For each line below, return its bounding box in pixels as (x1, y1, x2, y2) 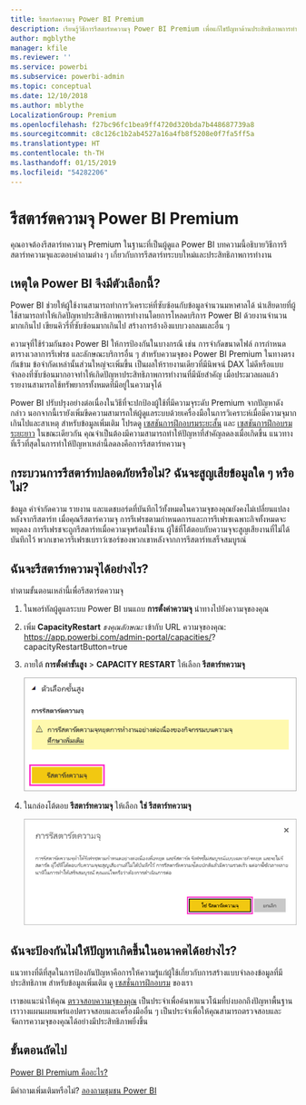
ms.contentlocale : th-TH (10, 149, 104, 158)
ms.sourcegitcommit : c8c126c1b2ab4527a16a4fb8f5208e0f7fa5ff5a (10, 130, 255, 139)
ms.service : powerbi (10, 63, 89, 72)
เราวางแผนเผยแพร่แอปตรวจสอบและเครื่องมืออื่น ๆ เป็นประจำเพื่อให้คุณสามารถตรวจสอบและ (10, 1006, 282, 1017)
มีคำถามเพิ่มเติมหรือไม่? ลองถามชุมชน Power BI (10, 1085, 157, 1096)
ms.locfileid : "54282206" (10, 168, 108, 177)
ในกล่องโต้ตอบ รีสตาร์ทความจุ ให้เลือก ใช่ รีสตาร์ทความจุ (23, 800, 192, 812)
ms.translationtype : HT (10, 139, 101, 149)
